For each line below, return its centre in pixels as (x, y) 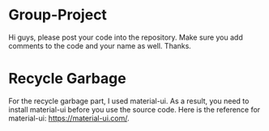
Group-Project (58, 15)
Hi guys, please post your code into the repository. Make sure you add (126, 37)
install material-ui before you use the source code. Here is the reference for (134, 109)
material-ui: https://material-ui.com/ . (69, 118)
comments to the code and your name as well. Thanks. (100, 45)
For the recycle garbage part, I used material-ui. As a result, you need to (129, 101)
